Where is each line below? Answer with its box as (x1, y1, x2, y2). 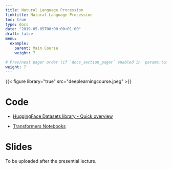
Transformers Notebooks (12, 123, 66, 130)
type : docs (5, 22, 29, 27)
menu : (5, 36, 17, 41)
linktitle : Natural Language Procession (5, 12, 93, 17)
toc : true (5, 17, 27, 22)
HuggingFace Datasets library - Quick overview (12, 113, 113, 119)
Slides (5, 141, 32, 153)
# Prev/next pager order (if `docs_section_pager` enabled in (5, 59, 141, 65)
